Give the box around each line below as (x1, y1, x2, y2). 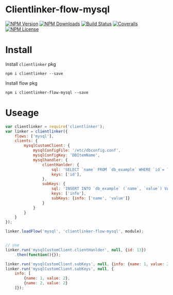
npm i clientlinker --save (5, 71, 63, 76)
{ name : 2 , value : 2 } (24, 281, 68, 286)
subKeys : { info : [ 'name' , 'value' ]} (51, 195, 130, 201)
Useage (5, 107, 39, 119)
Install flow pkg (5, 80, 38, 86)
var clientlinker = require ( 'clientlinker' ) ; (5, 124, 105, 129)
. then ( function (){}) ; (14, 252, 61, 257)
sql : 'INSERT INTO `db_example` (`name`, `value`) (51, 186, 162, 191)
